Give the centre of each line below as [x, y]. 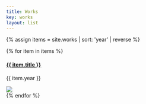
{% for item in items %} [35, 51]
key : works [20, 17]
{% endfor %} [23, 95]
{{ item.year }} [24, 78]
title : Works [22, 12]
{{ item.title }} [24, 64]
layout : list [22, 23]
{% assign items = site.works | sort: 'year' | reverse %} [73, 40]
